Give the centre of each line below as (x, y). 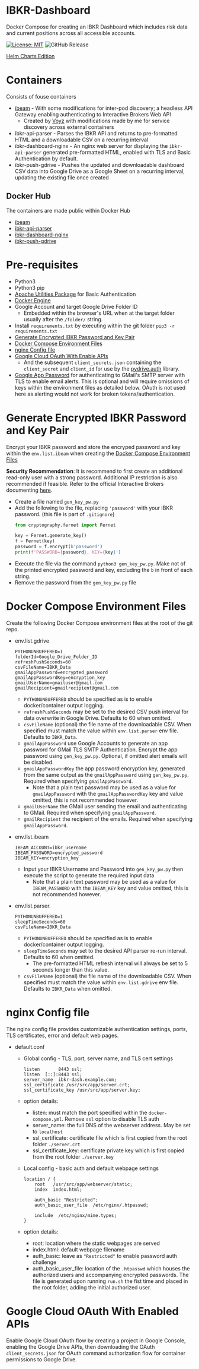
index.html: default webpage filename (78, 1249)
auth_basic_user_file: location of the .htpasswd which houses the (111, 1268)
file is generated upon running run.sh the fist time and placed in (110, 1281)
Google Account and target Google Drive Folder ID (76, 306)
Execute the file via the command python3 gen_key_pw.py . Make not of (100, 563)
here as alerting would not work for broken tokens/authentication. (95, 394)
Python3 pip (30, 287)
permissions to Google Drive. (41, 1359)
